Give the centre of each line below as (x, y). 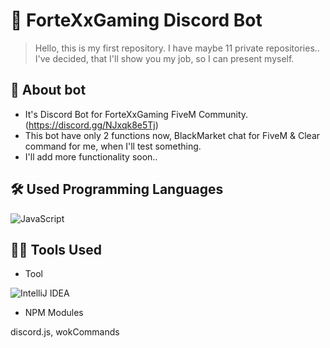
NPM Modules (54, 313)
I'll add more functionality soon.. (91, 156)
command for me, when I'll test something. (113, 146)
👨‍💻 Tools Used (56, 249)
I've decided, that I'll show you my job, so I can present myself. (164, 58)
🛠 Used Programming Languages (117, 189)
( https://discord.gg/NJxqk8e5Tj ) (91, 125)
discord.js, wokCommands (65, 332)
